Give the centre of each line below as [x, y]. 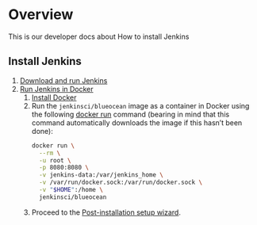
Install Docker [54, 97]
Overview [41, 15]
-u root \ [55, 160]
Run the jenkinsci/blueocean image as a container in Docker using [140, 105]
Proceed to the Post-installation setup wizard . [106, 212]
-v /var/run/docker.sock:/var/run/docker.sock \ [121, 183]
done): [42, 131]
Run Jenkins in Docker [56, 89]
